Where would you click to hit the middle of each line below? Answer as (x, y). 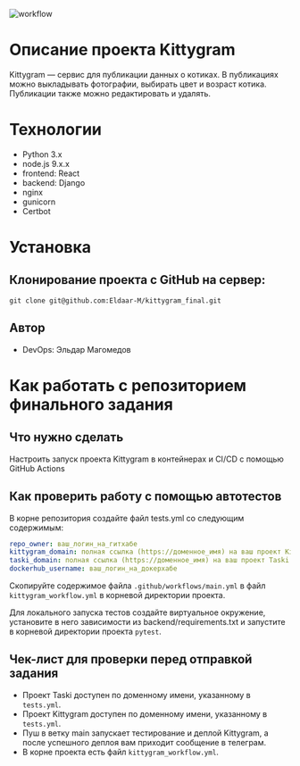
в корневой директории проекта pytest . (86, 631)
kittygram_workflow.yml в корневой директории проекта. (117, 595)
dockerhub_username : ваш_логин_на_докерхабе (93, 569)
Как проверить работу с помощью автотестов (146, 497)
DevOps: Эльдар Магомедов (76, 349)
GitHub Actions (37, 468)
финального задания (92, 404)
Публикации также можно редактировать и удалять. (110, 93)
